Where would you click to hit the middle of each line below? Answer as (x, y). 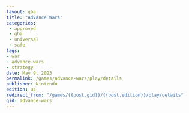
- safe (17, 45)
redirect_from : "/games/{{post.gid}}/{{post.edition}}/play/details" (95, 95)
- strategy (20, 67)
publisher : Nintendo (32, 84)
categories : (21, 23)
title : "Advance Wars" (34, 17)
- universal (24, 39)
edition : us (21, 90)
